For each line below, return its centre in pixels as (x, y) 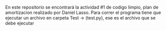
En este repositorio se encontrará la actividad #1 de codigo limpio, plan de (82, 7)
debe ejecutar (20, 23)
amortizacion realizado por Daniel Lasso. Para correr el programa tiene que (83, 12)
